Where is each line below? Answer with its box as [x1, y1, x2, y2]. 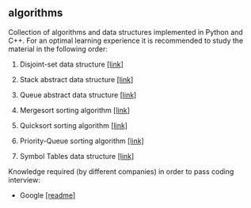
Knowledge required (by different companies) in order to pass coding [8, 166, 234, 176]
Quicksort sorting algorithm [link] [19, 120, 128, 130]
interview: [8, 175, 41, 184]
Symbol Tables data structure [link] [19, 151, 135, 161]
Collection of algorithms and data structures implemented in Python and [8, 27, 243, 36]
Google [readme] [19, 190, 76, 200]
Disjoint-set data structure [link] [19, 59, 124, 69]
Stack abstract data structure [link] [19, 74, 134, 84]
